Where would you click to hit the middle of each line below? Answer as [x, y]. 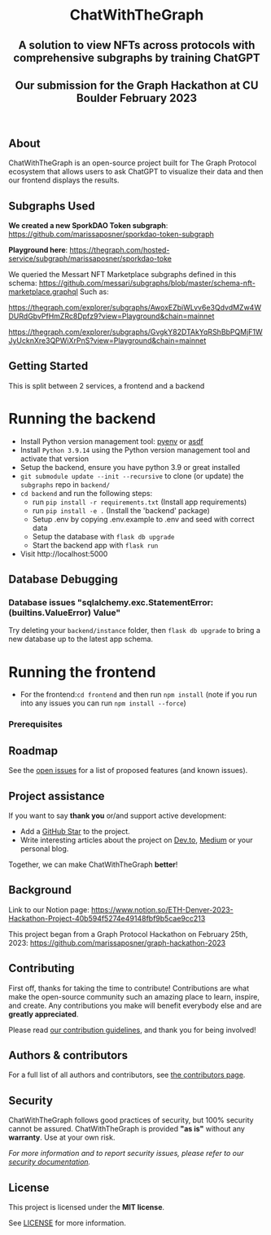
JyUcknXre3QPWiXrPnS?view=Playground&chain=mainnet [107, 341]
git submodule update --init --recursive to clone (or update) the [132, 476]
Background [40, 890]
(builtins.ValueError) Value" [64, 613]
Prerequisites [35, 724]
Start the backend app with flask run [95, 545]
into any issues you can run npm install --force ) [103, 703]
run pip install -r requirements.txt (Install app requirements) [140, 502]
